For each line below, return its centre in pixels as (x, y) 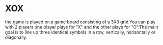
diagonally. (16, 37)
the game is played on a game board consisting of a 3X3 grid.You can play (80, 22)
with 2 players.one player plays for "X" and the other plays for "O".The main (82, 27)
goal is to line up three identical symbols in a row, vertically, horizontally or (80, 32)
